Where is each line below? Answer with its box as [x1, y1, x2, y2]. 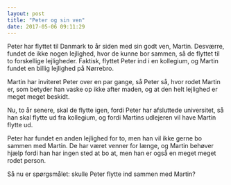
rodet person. [7, 156, 46, 165]
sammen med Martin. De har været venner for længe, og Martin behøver [7, 142, 214, 150]
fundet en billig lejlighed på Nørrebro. [7, 64, 114, 73]
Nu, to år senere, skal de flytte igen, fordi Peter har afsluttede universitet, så [7, 106, 224, 115]
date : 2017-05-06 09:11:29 [7, 23, 85, 30]
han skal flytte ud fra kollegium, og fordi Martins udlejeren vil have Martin [7, 113, 216, 122]
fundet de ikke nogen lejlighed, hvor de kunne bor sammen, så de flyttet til [7, 49, 220, 58]
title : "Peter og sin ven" [7, 17, 85, 24]
